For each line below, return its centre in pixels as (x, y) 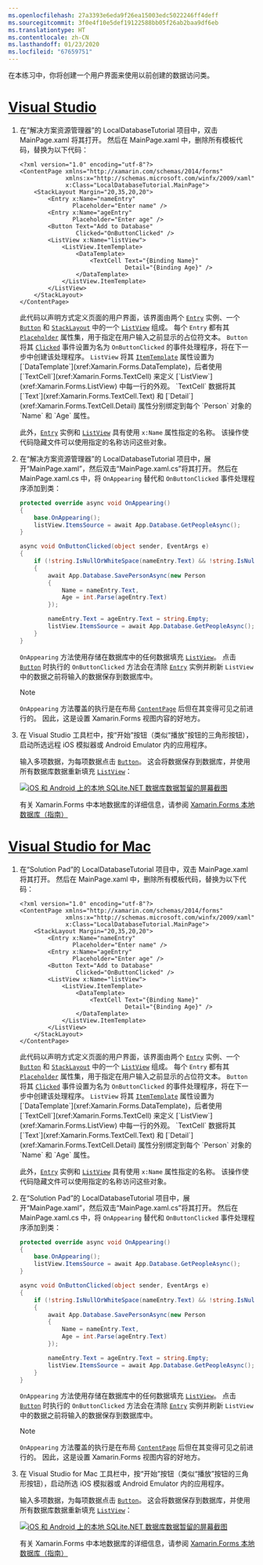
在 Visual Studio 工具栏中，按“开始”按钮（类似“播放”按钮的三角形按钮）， (136, 735)
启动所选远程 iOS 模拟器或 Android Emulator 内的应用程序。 (115, 744)
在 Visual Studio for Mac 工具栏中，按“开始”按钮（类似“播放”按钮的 (127, 1474)
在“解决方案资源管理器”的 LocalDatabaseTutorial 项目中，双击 (119, 130)
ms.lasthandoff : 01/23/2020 (54, 45)
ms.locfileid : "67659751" (50, 52)
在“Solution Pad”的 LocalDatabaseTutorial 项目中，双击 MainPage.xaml (134, 869)
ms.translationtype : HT (47, 30)
